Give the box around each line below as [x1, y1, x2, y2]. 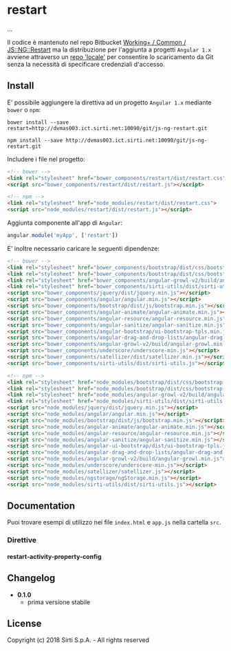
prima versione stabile [27, 597, 91, 606]
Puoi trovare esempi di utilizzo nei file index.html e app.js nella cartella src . [7, 518, 221, 527]
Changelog [7, 573, 56, 584]
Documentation [7, 500, 76, 511]
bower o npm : [7, 105, 41, 113]
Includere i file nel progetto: [7, 155, 85, 163]
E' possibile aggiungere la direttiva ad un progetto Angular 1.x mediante [7, 98, 212, 107]
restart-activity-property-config [7, 552, 102, 560]
